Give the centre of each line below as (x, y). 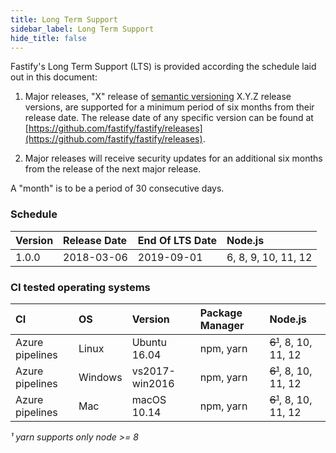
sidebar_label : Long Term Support (82, 29)
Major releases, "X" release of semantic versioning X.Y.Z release (158, 97)
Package (221, 313)
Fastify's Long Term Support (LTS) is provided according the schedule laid (163, 67)
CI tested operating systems (80, 287)
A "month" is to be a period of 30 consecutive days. (117, 188)
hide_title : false (48, 38)
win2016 (153, 383)
